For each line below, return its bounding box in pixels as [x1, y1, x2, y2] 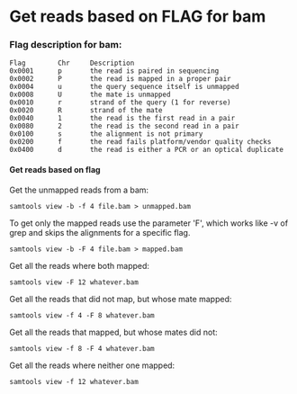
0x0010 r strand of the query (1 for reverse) [9, 98, 231, 107]
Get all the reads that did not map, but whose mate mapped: [9, 293, 232, 304]
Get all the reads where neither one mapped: [9, 360, 175, 371]
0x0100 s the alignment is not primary [9, 130, 203, 139]
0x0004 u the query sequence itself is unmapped [9, 83, 240, 92]
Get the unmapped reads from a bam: [9, 184, 149, 195]
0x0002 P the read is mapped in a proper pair [9, 75, 231, 84]
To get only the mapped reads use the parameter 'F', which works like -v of [9, 218, 289, 228]
